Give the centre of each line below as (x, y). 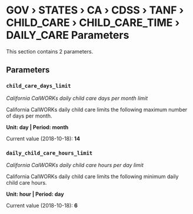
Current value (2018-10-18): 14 (43, 138)
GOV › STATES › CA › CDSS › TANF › (95, 10)
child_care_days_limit (39, 86)
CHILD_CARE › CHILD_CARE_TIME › (93, 23)
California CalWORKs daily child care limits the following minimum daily (92, 176)
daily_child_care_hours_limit (49, 153)
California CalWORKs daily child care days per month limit (77, 98)
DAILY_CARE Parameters (68, 35)
